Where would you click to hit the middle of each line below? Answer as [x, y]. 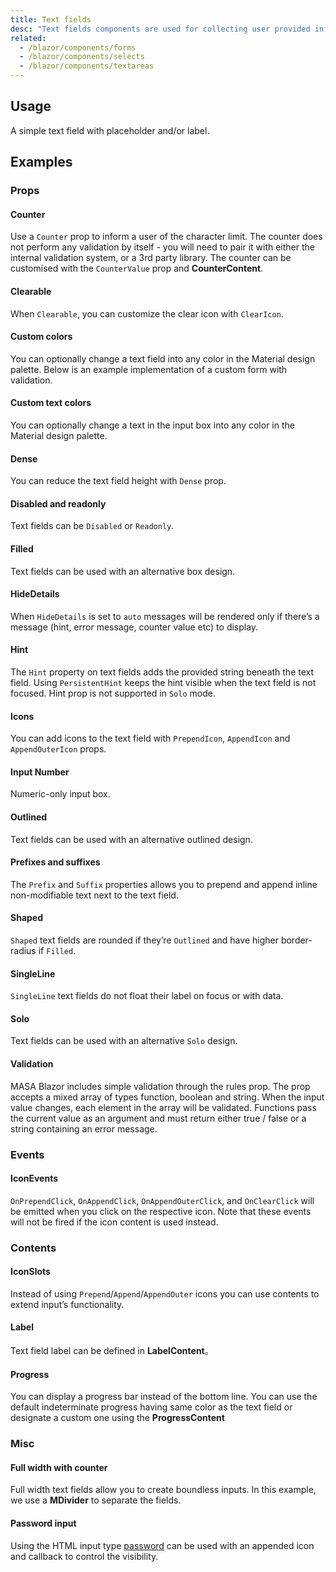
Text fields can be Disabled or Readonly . [92, 526]
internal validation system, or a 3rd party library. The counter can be [151, 258]
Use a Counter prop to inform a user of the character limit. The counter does [166, 237]
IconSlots [30, 1272]
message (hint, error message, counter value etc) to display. [134, 627]
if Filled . [57, 950]
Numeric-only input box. [60, 794]
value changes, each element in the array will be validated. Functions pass [163, 1107]
